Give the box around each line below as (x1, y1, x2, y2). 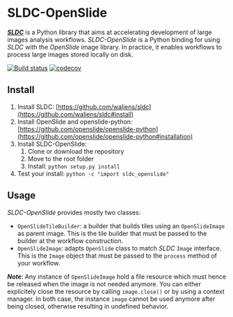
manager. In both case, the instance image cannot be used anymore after (7, 295, 216, 303)
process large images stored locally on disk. (7, 50, 134, 59)
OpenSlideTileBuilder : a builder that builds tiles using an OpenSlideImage (17, 221, 225, 230)
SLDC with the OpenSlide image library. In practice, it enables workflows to (7, 43, 223, 51)
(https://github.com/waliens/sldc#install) (17, 110, 134, 118)
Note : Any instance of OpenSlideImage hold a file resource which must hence (7, 272, 227, 281)
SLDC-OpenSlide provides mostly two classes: (7, 208, 141, 216)
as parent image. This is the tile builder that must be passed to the (17, 229, 207, 237)
